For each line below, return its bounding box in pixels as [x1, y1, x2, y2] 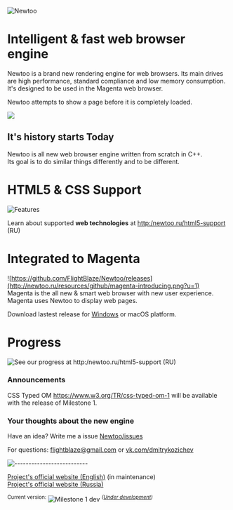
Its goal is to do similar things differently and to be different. [7, 157, 180, 166]
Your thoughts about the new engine [7, 416, 135, 426]
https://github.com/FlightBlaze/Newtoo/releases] [11, 274, 153, 282]
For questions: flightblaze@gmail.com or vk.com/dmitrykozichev [7, 445, 194, 454]
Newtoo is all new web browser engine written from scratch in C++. [7, 149, 203, 158]
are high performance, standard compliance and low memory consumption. [7, 76, 226, 85]
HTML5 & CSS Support [7, 182, 142, 198]
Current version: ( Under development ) [7, 494, 153, 501]
